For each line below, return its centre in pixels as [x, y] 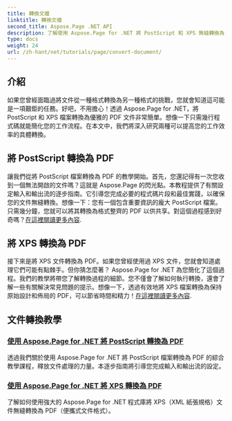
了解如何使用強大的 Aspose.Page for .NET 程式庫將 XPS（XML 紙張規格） [112, 402]
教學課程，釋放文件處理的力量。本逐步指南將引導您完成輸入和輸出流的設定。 [116, 366]
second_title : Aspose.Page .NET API [60, 26]
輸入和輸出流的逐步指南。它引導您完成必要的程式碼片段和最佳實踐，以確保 [119, 194]
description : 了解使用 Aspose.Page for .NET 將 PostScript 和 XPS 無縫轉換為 [116, 33]
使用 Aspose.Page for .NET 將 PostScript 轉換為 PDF [96, 341]
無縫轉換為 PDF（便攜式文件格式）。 [64, 411]
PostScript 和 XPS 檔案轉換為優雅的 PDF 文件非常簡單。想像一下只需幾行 [110, 117]
